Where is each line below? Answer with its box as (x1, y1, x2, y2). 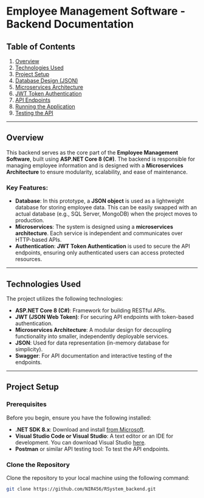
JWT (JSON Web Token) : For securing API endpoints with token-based (15, 313, 194, 320)
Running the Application (15, 103, 75, 110)
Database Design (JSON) (15, 77, 78, 84)
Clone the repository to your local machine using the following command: (6, 474, 190, 482)
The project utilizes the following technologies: (6, 295, 123, 302)
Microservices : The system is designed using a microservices (15, 223, 174, 231)
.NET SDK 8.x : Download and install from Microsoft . (15, 426, 146, 433)
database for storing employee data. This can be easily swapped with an (15, 204, 197, 211)
